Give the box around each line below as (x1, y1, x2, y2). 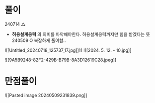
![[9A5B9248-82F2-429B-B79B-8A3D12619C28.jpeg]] (4, 57, 117, 63)
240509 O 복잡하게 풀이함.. (11, 37, 66, 43)
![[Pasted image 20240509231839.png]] (4, 92, 87, 98)
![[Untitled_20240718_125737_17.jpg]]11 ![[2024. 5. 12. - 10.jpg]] (4, 47, 132, 53)
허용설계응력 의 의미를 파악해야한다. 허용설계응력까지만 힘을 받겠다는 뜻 (11, 31, 150, 37)
